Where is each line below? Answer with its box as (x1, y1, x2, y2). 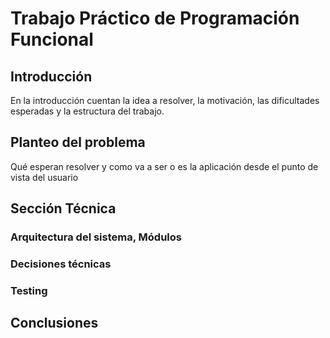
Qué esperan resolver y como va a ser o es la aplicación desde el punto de (10, 160, 319, 172)
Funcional (10, 28, 94, 51)
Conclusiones (10, 315, 99, 332)
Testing (10, 283, 48, 297)
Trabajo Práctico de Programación (10, 7, 300, 30)
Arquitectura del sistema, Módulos (10, 230, 182, 244)
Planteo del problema (10, 134, 146, 151)
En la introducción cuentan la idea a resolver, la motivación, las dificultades (10, 95, 320, 106)
